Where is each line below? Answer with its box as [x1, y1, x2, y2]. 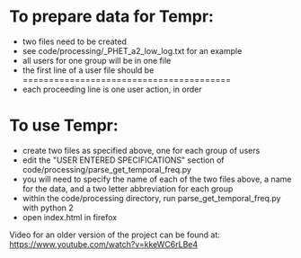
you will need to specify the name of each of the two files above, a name [22, 173, 292, 184]
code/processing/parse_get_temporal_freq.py [22, 164, 191, 174]
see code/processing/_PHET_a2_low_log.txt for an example [22, 45, 243, 56]
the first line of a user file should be [22, 65, 155, 76]
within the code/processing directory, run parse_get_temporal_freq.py [22, 192, 281, 203]
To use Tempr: [9, 115, 119, 136]
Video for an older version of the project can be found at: [9, 229, 220, 240]
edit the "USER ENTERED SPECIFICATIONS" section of [22, 155, 225, 165]
